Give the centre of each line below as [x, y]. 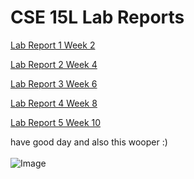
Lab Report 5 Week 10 [56, 122]
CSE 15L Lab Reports [97, 17]
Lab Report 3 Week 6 [54, 83]
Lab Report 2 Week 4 [54, 64]
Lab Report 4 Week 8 [54, 103]
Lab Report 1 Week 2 [53, 45]
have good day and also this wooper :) [89, 142]
